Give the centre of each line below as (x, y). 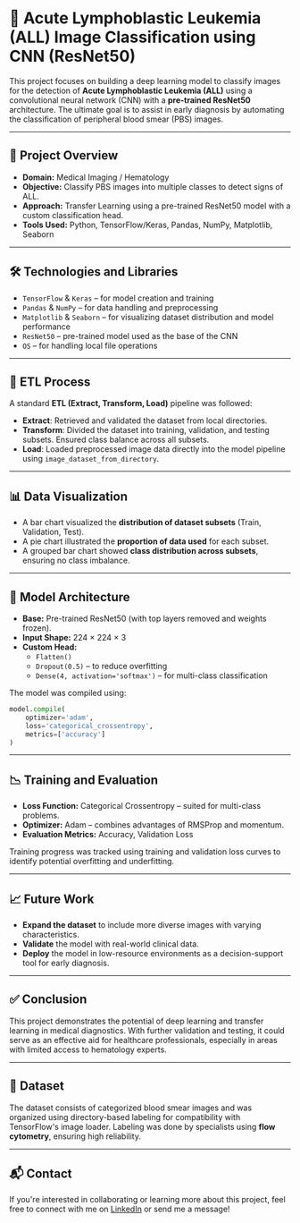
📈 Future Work (52, 899)
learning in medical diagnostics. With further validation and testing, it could (147, 1030)
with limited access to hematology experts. (88, 1049)
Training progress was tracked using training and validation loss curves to (145, 852)
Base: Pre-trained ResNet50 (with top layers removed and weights (144, 618)
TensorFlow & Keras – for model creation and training (118, 298)
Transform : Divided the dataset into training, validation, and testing (146, 430)
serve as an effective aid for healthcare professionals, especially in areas (144, 1040)
